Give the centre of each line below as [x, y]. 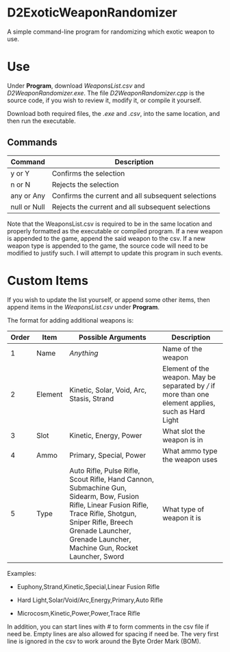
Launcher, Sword [97, 556]
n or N [21, 185]
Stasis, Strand [92, 398]
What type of [183, 509]
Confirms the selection [88, 173]
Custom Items [48, 280]
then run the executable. [42, 121]
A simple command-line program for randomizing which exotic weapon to [111, 32]
